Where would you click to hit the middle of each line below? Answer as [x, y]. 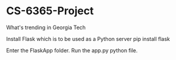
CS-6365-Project [50, 11]
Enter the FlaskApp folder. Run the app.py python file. [72, 50]
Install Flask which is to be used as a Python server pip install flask [88, 39]
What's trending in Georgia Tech [46, 27]
